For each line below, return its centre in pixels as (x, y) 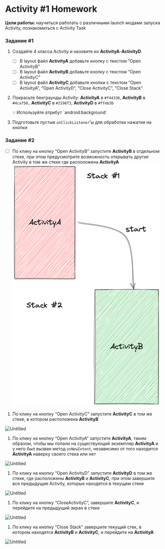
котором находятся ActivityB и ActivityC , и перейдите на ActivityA (83, 532)
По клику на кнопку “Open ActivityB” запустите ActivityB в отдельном (86, 151)
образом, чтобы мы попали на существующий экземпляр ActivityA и (85, 443)
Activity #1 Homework (51, 9)
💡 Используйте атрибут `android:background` (60, 112)
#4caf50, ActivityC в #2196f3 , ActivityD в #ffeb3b (63, 103)
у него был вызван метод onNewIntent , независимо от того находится (85, 448)
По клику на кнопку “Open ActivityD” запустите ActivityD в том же (82, 473)
